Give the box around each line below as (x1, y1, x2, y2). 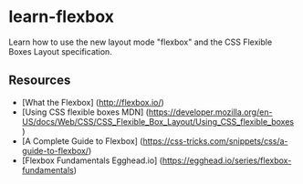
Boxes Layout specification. (8, 46, 113, 56)
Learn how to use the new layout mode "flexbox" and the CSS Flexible (8, 36, 273, 47)
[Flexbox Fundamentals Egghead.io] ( (21, 155, 163, 166)
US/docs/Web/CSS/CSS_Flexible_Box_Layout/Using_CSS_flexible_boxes (21, 116, 294, 127)
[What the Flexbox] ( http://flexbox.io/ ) (21, 97, 165, 107)
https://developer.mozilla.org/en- (148, 107, 273, 118)
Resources (8, 73, 71, 88)
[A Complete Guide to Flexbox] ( (21, 135, 143, 147)
